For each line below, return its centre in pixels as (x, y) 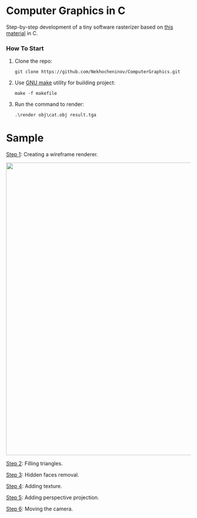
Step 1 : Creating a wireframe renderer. (52, 155)
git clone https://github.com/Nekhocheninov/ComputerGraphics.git (97, 72)
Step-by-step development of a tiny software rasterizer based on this (90, 27)
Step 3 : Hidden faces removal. (43, 475)
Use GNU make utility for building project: (65, 83)
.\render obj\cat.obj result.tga (55, 115)
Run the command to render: (49, 104)
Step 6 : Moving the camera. (40, 509)
